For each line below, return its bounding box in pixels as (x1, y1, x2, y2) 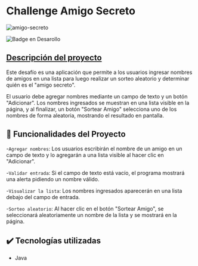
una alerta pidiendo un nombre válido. (6, 175, 100, 183)
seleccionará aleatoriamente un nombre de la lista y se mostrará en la (6, 211, 177, 218)
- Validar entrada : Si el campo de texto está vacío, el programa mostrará (6, 169, 185, 177)
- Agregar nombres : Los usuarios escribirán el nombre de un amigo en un (6, 145, 183, 152)
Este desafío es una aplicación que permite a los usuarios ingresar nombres (6, 69, 193, 76)
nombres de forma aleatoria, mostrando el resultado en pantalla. (6, 112, 165, 119)
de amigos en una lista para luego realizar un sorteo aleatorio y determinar (6, 75, 190, 82)
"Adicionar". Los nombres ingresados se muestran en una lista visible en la (6, 99, 190, 106)
